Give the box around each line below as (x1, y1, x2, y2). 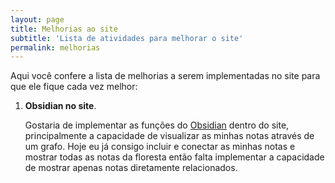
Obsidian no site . (24, 100, 97, 112)
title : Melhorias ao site (10, 24, 118, 34)
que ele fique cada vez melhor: (10, 81, 138, 93)
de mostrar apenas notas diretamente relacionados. (24, 162, 238, 174)
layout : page (10, 14, 65, 25)
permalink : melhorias (10, 42, 101, 53)
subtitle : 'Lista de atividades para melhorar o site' (10, 33, 244, 43)
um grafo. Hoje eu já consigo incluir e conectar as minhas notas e (24, 141, 296, 153)
